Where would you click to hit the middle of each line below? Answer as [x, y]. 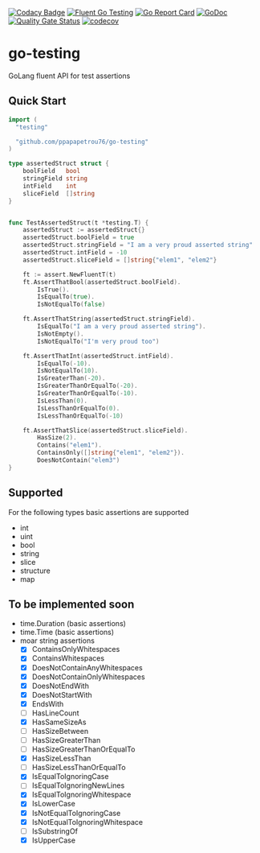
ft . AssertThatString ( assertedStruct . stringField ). [109, 319]
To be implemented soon [71, 604]
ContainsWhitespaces [68, 658]
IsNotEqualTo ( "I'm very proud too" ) [98, 341]
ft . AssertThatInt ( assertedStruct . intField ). [98, 356]
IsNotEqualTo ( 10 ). [68, 371]
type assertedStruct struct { [59, 164]
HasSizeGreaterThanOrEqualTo [83, 749]
